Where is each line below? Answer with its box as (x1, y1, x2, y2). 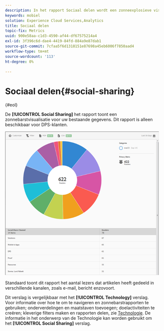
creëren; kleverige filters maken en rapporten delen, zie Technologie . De (5, 310, 151, 316)
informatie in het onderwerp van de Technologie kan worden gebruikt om (5, 315, 152, 321)
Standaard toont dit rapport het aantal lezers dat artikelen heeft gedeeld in (5, 280, 154, 286)
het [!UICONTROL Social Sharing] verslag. (5, 320, 91, 326)
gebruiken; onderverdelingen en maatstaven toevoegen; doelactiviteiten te (5, 305, 155, 311)
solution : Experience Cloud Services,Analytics (5, 18, 104, 23)
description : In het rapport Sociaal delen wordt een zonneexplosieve (5, 8, 152, 13)
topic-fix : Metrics (5, 28, 45, 34)
